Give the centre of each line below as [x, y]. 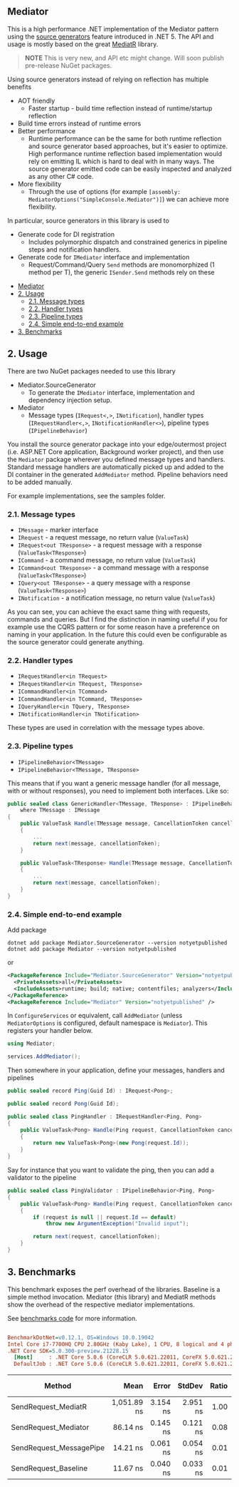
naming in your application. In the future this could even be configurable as [117, 634]
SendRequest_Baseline [49, 1468]
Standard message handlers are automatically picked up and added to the [116, 467]
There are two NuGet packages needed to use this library [91, 371]
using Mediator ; [31, 1044]
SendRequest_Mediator [50, 1427]
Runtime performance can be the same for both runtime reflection [125, 138]
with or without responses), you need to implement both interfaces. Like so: [118, 791]
